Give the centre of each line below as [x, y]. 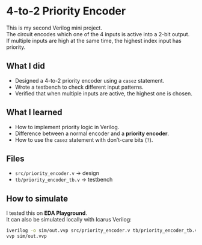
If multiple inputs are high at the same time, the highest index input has [94, 40]
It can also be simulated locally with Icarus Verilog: [69, 220]
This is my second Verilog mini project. [54, 28]
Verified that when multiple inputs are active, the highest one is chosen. [103, 93]
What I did [26, 66]
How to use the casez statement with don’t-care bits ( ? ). [84, 139]
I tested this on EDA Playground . [47, 213]
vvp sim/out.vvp [26, 237]
